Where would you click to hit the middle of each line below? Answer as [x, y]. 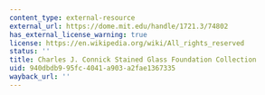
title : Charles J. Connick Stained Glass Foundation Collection [133, 60]
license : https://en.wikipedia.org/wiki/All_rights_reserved [127, 43]
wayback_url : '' [40, 77]
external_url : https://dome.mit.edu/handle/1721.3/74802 [119, 26]
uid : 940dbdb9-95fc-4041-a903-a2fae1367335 [93, 69]
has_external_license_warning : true [78, 34]
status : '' [30, 52]
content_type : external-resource [72, 18]
